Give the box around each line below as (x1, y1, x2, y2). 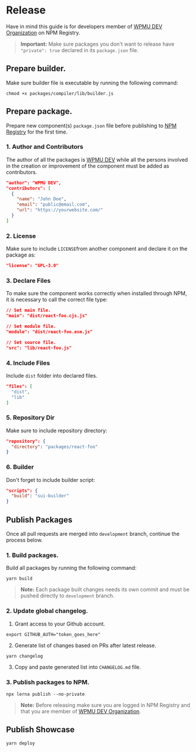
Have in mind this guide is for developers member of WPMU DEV (6, 23, 163, 30)
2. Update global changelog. (6, 607, 88, 615)
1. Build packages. (6, 551, 59, 559)
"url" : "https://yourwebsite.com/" (16, 207, 104, 213)
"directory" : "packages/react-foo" (11, 443, 98, 450)
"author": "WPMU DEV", (6, 180, 61, 186)
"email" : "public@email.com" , (16, 201, 91, 208)
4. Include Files (6, 358, 50, 367)
